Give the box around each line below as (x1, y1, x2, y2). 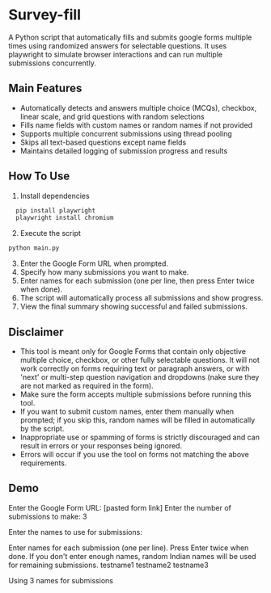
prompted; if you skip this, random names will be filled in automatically (19, 415, 256, 425)
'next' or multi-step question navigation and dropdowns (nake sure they (19, 372, 260, 381)
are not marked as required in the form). (19, 381, 154, 390)
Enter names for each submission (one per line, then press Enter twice (19, 276, 255, 286)
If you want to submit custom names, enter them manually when (19, 406, 235, 416)
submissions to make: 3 (8, 511, 87, 521)
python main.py (8, 244, 60, 252)
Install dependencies (19, 191, 91, 200)
